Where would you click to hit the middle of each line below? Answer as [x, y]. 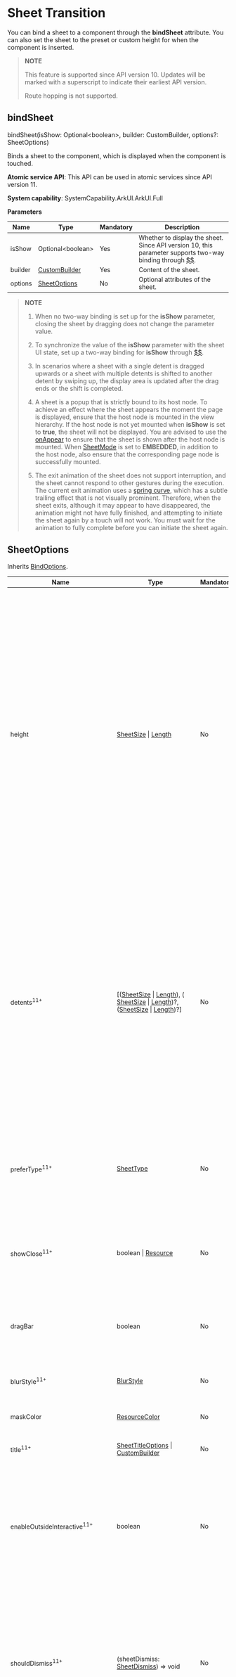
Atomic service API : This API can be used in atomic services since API [110, 176]
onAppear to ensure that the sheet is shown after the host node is [130, 439]
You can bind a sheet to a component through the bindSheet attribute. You [116, 32]
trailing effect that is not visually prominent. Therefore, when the [128, 498]
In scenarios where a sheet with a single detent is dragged [120, 366]
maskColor [26, 1417]
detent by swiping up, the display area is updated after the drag [127, 380]
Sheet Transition [57, 13]
